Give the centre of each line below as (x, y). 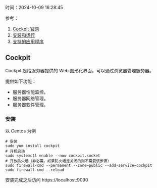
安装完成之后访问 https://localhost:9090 (47, 180)
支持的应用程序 (28, 41)
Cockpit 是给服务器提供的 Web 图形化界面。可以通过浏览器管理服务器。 (80, 70)
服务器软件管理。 (30, 105)
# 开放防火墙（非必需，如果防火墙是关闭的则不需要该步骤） (58, 161)
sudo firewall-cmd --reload (35, 170)
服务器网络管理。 (30, 98)
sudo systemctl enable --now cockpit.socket (53, 156)
